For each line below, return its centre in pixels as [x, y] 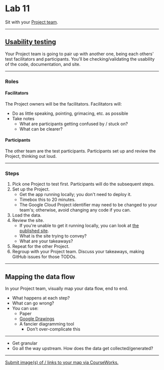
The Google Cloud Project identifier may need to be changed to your [88, 205]
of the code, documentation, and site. [43, 64]
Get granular [25, 343]
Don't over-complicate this [53, 329]
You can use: [25, 308]
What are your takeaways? [46, 241]
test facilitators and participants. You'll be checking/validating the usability [80, 59]
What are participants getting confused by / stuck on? [74, 124]
